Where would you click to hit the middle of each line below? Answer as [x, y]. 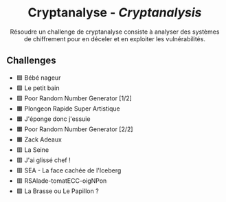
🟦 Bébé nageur [38, 78]
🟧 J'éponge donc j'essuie [53, 119]
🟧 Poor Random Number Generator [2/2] [75, 129]
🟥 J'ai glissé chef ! [43, 160]
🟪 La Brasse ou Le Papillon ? [57, 191]
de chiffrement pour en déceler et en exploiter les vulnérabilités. [115, 38]
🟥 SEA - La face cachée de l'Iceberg [69, 170]
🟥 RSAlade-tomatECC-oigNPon [61, 181]
